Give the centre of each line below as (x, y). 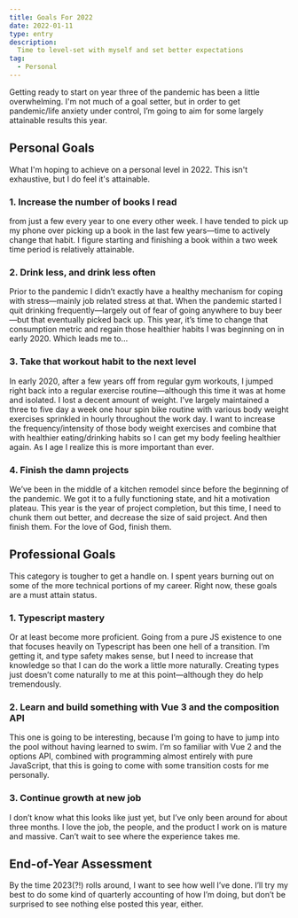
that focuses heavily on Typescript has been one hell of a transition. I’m (140, 646)
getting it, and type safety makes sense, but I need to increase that (131, 656)
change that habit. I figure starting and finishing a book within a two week (143, 239)
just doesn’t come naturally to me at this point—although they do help (136, 674)
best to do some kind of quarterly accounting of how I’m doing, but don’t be (148, 895)
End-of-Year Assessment (81, 864)
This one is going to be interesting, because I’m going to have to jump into (144, 737)
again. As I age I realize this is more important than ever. (112, 447)
